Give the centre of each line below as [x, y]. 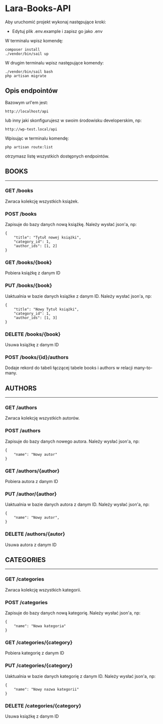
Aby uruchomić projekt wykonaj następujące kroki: [56, 22]
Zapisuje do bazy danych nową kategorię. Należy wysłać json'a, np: [73, 613]
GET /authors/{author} [32, 471]
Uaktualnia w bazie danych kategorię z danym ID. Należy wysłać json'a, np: [81, 676]
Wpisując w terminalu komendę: [37, 138]
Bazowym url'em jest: [27, 102]
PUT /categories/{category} [39, 666]
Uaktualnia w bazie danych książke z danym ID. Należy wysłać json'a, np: [78, 296]
